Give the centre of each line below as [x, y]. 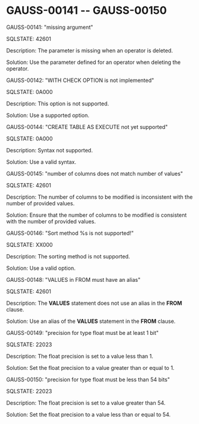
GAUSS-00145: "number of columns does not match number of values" [95, 173]
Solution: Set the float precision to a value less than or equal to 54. [88, 414]
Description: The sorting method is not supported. [68, 256]
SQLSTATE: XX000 [29, 245]
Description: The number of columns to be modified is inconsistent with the [99, 197]
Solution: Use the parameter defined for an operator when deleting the [93, 62]
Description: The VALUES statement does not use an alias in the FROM [94, 303]
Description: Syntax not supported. [50, 150]
